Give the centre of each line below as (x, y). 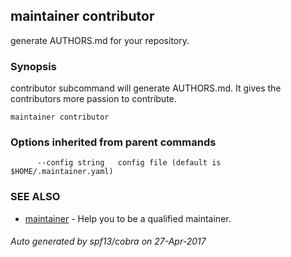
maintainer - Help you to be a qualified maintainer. (128, 218)
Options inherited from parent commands (113, 142)
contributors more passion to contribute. (93, 99)
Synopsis (33, 66)
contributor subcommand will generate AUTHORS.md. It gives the (146, 88)
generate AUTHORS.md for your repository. (100, 40)
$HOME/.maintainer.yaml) (62, 172)
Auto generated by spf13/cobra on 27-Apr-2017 (108, 241)
